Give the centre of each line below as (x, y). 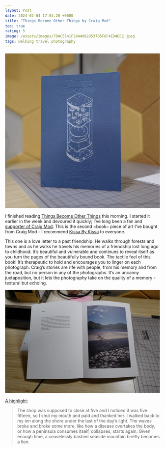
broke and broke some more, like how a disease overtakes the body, (86, 426)
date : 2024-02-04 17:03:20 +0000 (39, 15)
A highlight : (17, 401)
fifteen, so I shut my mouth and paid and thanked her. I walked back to (88, 416)
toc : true (15, 26)
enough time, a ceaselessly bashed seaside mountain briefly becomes (88, 436)
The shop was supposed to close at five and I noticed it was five (82, 410)
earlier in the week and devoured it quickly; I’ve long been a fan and (74, 221)
